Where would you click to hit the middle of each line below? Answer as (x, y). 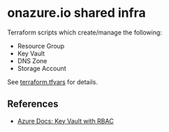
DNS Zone (32, 60)
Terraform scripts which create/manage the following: (85, 32)
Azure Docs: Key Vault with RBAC (65, 121)
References (33, 104)
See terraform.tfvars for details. (52, 81)
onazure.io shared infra (76, 13)
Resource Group (41, 46)
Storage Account (42, 68)
